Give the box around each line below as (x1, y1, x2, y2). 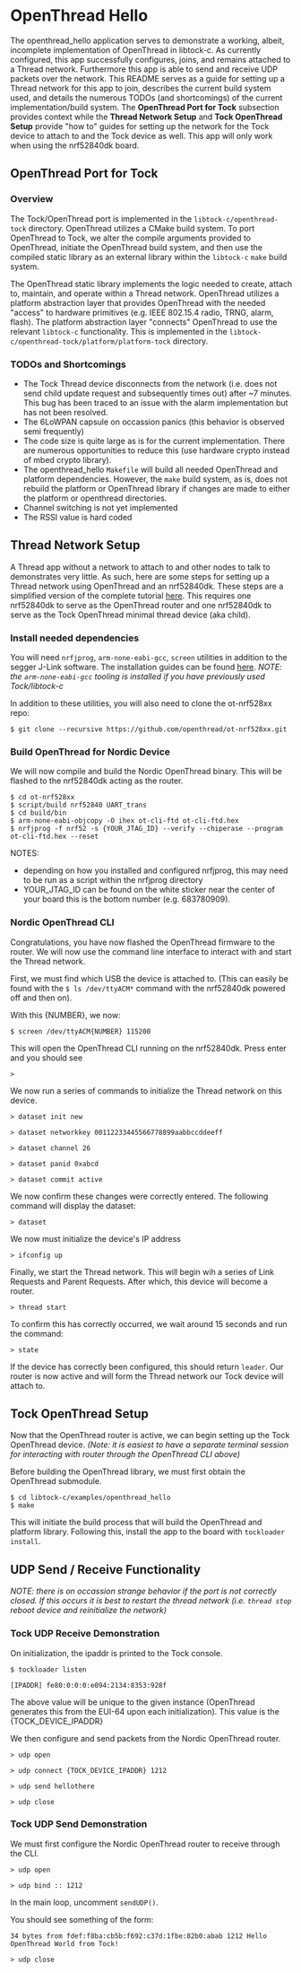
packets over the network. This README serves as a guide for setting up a (10, 73, 286, 83)
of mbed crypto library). (22, 454, 112, 465)
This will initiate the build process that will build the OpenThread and (10, 1517, 262, 1528)
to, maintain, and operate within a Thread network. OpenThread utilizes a (10, 288, 279, 299)
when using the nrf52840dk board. (10, 140, 140, 151)
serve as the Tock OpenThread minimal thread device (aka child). (10, 609, 251, 620)
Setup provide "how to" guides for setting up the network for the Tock (10, 120, 270, 131)
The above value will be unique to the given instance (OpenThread (10, 1697, 255, 1707)
